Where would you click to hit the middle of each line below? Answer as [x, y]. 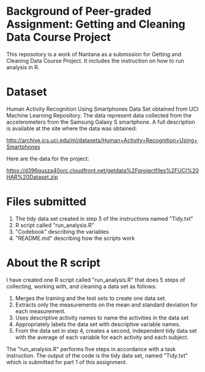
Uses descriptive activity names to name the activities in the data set [102, 318]
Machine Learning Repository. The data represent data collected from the [99, 115]
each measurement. [40, 311]
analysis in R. [23, 67]
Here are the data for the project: [48, 158]
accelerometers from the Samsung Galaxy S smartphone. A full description [101, 122]
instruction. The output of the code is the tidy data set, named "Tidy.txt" [97, 355]
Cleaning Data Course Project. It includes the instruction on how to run [95, 61]
